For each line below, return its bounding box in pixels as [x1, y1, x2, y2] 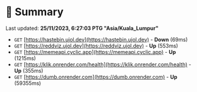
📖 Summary [5, 5, 64, 19]
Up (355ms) [14, 67, 44, 74]
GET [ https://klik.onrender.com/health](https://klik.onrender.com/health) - [14, 61, 192, 68]
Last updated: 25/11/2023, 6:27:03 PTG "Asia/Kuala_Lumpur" [5, 25, 159, 32]
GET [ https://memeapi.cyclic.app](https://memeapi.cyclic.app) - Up [14, 48, 176, 55]
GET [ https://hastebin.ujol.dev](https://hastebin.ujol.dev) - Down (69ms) [14, 36, 188, 43]
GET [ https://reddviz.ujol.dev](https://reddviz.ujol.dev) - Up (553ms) [14, 42, 178, 49]
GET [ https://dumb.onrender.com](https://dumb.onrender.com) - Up [14, 73, 178, 80]
